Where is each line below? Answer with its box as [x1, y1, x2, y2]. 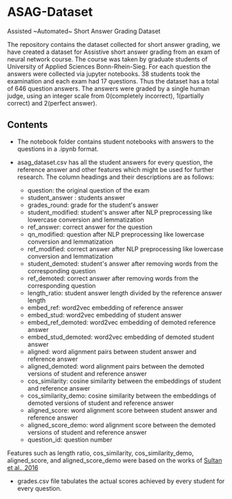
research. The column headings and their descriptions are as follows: [17, 173, 215, 181]
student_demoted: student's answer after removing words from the [27, 260, 219, 268]
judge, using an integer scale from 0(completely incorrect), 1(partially [7, 91, 204, 100]
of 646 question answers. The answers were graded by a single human [7, 84, 210, 92]
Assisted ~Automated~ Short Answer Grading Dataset [7, 27, 161, 35]
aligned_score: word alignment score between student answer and [27, 406, 217, 414]
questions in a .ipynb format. [17, 144, 99, 153]
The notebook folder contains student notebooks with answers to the [17, 137, 214, 146]
